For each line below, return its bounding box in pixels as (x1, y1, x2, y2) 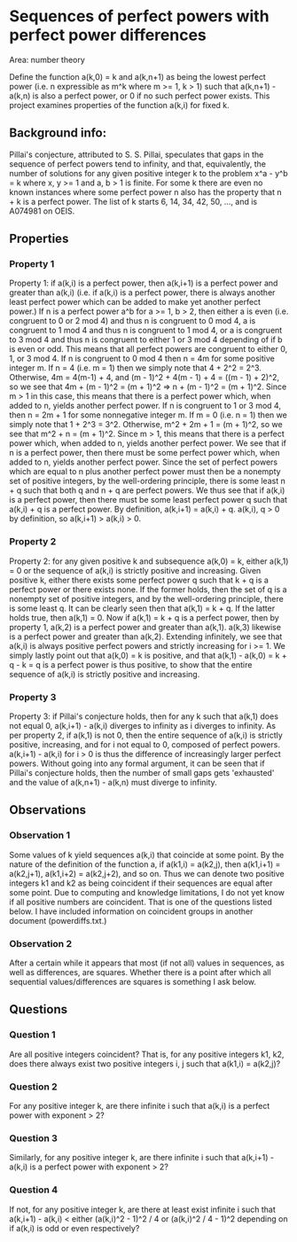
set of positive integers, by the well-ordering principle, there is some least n (9, 476, 285, 487)
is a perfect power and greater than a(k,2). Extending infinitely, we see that (9, 631, 283, 642)
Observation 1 (9, 829, 71, 841)
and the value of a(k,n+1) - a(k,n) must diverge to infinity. (9, 777, 217, 788)
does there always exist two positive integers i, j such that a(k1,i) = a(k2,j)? (9, 1058, 281, 1069)
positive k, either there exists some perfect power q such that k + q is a (9, 574, 269, 585)
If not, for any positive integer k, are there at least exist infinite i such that (9, 1204, 277, 1215)
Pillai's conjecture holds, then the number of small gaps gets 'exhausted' (9, 768, 275, 778)
